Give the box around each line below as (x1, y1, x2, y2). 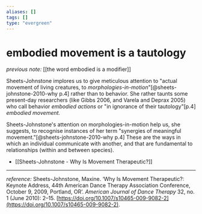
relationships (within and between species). (6, 147, 114, 154)
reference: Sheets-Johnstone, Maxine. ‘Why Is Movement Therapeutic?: (6, 176, 185, 183)
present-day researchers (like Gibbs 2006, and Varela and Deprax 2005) (6, 97, 186, 104)
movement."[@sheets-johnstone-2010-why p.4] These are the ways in (6, 133, 181, 141)
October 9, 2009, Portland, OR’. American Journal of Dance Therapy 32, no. (6, 188, 195, 195)
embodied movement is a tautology (6, 46, 186, 60)
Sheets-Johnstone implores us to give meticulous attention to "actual (6, 78, 177, 85)
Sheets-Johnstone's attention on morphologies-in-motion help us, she (6, 121, 180, 128)
